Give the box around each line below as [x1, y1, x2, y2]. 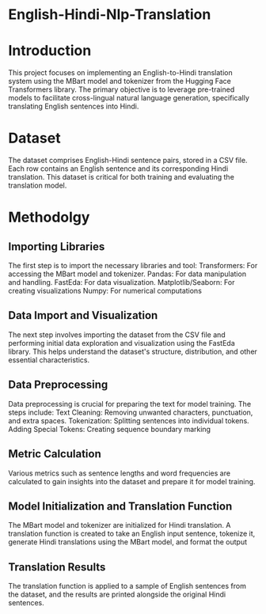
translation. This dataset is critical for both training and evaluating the [8, 172, 235, 182]
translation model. [8, 180, 67, 191]
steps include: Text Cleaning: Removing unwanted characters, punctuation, [8, 407, 253, 417]
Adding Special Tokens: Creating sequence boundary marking [8, 424, 211, 434]
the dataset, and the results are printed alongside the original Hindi [8, 589, 226, 599]
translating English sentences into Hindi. [8, 101, 139, 112]
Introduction [8, 42, 92, 60]
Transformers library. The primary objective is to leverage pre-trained [8, 85, 235, 94]
